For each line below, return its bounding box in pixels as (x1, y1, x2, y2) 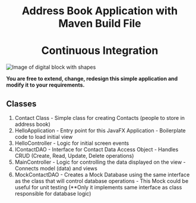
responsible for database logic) (14, 190, 91, 197)
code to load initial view (14, 133, 73, 140)
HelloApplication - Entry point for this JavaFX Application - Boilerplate (14, 126, 186, 134)
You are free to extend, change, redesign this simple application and (6, 75, 178, 83)
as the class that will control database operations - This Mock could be (14, 177, 189, 185)
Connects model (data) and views (14, 164, 98, 172)
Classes (6, 99, 37, 109)
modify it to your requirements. (6, 81, 85, 88)
